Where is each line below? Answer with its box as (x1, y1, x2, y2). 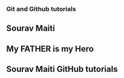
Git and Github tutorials (6, 5, 77, 13)
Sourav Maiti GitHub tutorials (6, 64, 118, 74)
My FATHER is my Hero (6, 44, 94, 54)
